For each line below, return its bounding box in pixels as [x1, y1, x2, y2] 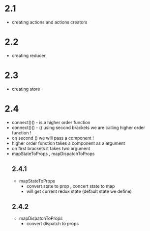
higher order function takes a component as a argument [11, 140, 125, 146]
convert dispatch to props [26, 221, 79, 227]
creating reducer [11, 52, 46, 58]
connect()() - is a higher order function [11, 119, 90, 125]
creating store [11, 86, 40, 92]
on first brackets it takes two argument [11, 145, 90, 151]
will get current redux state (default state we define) [26, 188, 132, 194]
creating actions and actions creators [11, 19, 88, 25]
